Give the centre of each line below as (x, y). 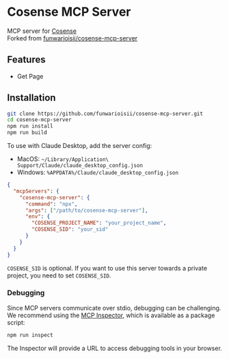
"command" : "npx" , (51, 204)
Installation (31, 98)
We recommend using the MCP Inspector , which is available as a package (111, 315)
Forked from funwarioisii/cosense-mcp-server (72, 38)
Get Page (30, 76)
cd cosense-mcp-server (39, 120)
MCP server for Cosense (42, 31)
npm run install (30, 126)
